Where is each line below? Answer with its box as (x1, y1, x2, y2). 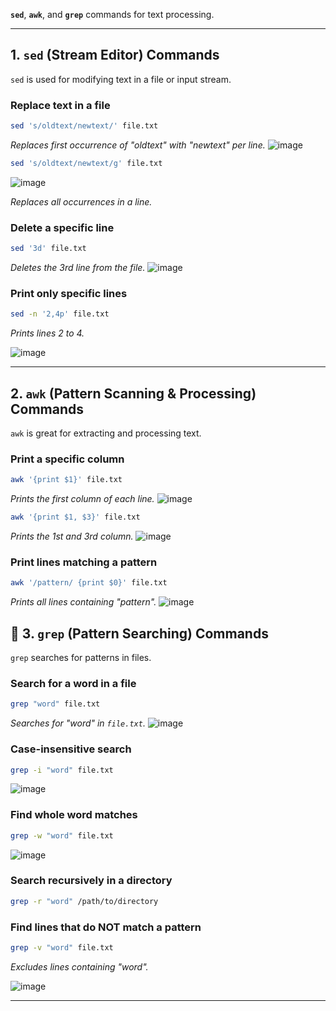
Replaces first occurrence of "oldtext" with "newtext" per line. (10, 139, 266, 151)
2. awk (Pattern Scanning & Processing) (10, 385, 257, 402)
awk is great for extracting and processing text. (10, 427, 202, 439)
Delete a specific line (10, 220, 115, 234)
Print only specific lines (10, 286, 128, 300)
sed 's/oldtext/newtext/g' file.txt (10, 158, 163, 168)
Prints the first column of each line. (10, 493, 155, 505)
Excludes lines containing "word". (10, 960, 149, 973)
